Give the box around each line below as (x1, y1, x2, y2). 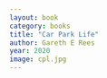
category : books (9, 22, 71, 30)
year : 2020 (9, 47, 51, 56)
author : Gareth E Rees (9, 38, 95, 48)
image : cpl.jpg (9, 55, 67, 64)
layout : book (9, 13, 59, 22)
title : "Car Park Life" (9, 30, 100, 39)
